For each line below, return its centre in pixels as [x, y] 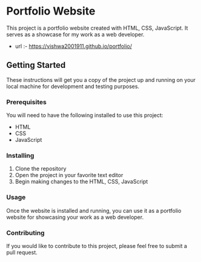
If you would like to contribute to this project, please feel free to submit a [97, 246]
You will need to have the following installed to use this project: [85, 115]
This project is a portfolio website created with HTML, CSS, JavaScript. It [97, 28]
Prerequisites [26, 102]
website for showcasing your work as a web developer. [75, 217]
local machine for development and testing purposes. [73, 86]
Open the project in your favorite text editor [69, 175]
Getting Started [36, 65]
